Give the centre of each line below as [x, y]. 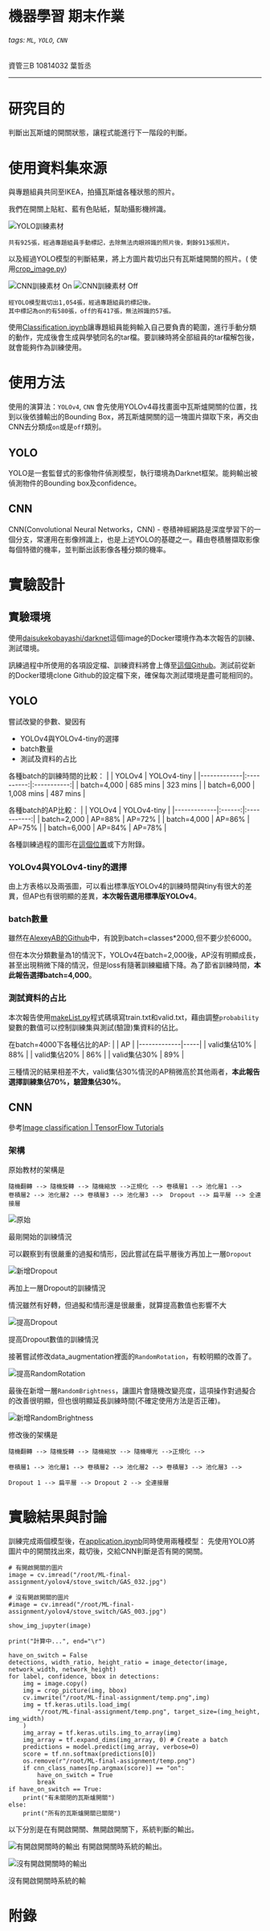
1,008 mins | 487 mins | [47, 793]
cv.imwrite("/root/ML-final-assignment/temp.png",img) [117, 1698]
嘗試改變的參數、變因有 [47, 721]
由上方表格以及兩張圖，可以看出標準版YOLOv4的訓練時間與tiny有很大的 [127, 885]
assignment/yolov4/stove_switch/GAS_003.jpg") [88, 1611]
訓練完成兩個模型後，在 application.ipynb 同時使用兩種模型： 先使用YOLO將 [132, 1541]
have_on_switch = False [48, 1655]
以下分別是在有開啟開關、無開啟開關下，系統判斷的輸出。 [103, 1829]
